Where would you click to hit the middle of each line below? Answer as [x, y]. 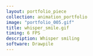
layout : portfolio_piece [36, 11]
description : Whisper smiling [43, 38]
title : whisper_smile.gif [37, 28]
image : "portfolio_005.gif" [40, 22]
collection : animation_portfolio [47, 17]
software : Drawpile [30, 44]
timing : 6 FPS [23, 33]
